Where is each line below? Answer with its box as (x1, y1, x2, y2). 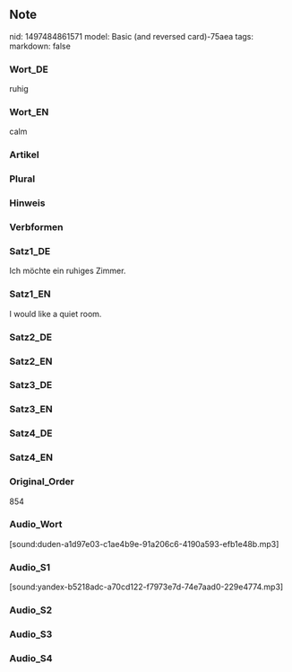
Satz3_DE (9, 379, 53, 392)
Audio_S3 (9, 628, 53, 641)
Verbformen (9, 221, 64, 234)
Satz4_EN (9, 451, 54, 464)
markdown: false (9, 40, 72, 51)
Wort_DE (9, 63, 49, 75)
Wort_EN (9, 106, 49, 119)
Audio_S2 (9, 604, 52, 616)
